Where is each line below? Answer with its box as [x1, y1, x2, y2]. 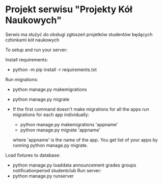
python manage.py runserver [12, 173, 74, 179]
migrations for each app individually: [12, 111, 90, 118]
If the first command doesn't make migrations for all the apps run [12, 106, 149, 112]
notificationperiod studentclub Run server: [12, 167, 102, 173]
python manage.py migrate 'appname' [20, 127, 101, 133]
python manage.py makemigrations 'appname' [20, 121, 118, 127]
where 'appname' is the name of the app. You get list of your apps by [12, 136, 158, 143]
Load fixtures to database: [5, 152, 61, 158]
